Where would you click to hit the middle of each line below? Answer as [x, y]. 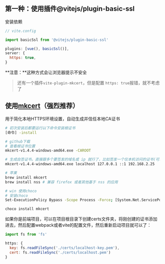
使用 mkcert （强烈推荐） [42, 106]
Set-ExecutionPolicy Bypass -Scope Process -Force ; [59, 200]
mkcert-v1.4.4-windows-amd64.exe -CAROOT [48, 151]
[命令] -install [21, 132]
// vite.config [21, 31]
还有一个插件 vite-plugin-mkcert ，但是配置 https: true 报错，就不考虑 [88, 83]
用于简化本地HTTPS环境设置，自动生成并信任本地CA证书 [63, 118]
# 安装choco [16, 196]
